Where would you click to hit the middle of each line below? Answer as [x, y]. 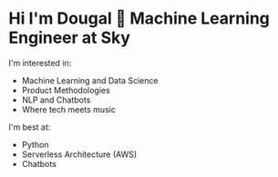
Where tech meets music [68, 109]
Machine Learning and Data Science [90, 80]
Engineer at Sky [70, 38]
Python [35, 144]
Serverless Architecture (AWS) [79, 154]
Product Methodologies [66, 90]
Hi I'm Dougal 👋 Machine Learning [139, 19]
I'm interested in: [40, 63]
